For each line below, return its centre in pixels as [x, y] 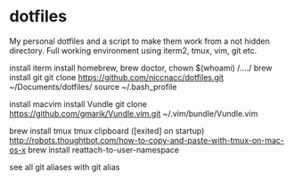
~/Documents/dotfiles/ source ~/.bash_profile [93, 86]
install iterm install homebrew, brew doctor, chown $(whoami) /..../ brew [141, 68]
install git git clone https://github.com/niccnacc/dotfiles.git [117, 77]
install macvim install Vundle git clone [78, 103]
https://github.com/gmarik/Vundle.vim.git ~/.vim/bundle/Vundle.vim [134, 113]
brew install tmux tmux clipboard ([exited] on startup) [107, 130]
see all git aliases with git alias [65, 167]
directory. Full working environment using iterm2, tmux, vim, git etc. [133, 50]
